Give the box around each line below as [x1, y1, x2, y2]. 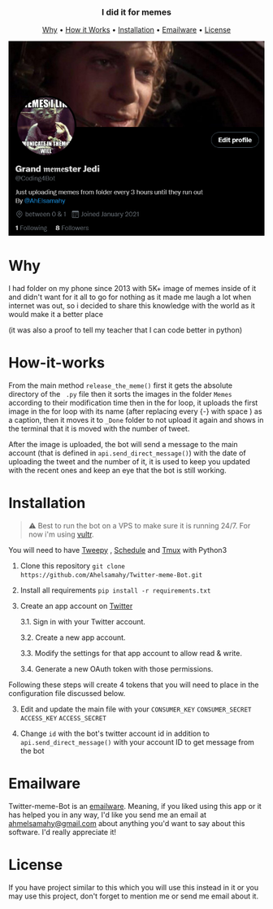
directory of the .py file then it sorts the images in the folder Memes [8, 389, 232, 398]
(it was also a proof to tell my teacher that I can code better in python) [8, 324, 243, 335]
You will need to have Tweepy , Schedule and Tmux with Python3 [8, 545, 227, 555]
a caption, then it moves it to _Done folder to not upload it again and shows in [8, 415, 264, 424]
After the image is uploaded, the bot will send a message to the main [8, 439, 238, 449]
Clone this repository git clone [19, 560, 126, 571]
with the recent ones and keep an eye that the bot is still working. [8, 465, 227, 475]
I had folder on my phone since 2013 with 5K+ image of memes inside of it [8, 283, 257, 293]
